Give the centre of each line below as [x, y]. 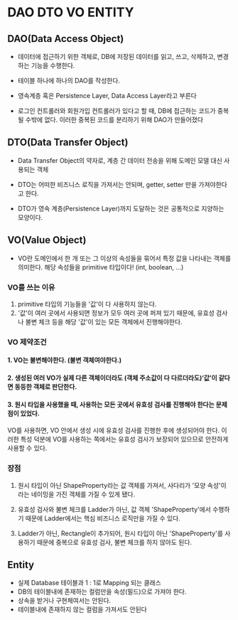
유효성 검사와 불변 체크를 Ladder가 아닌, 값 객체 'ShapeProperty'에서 [114, 509]
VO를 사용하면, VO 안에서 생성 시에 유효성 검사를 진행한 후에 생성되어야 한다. [114, 430]
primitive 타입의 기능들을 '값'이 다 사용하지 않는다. [87, 304]
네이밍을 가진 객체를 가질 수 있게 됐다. [83, 494]
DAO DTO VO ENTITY [71, 12]
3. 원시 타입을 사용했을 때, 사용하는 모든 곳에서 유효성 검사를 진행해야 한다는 [111, 404]
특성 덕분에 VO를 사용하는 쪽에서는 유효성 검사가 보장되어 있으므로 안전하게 [124, 439]
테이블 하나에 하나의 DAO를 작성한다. [69, 80]
